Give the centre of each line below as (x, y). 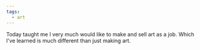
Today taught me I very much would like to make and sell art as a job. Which (100, 34)
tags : (13, 12)
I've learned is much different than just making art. (68, 40)
